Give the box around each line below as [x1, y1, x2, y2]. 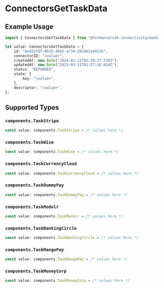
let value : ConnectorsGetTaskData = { [5, 44, 84, 49]
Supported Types [5, 103, 60, 112]
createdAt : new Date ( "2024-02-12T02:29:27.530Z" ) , [14, 58, 119, 63]
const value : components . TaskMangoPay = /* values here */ [5, 257, 128, 262]
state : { [14, 72, 32, 76]
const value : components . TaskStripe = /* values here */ [5, 128, 123, 133]
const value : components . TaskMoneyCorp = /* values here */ [5, 278, 130, 283]
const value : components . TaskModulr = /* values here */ [5, 214, 123, 218]
